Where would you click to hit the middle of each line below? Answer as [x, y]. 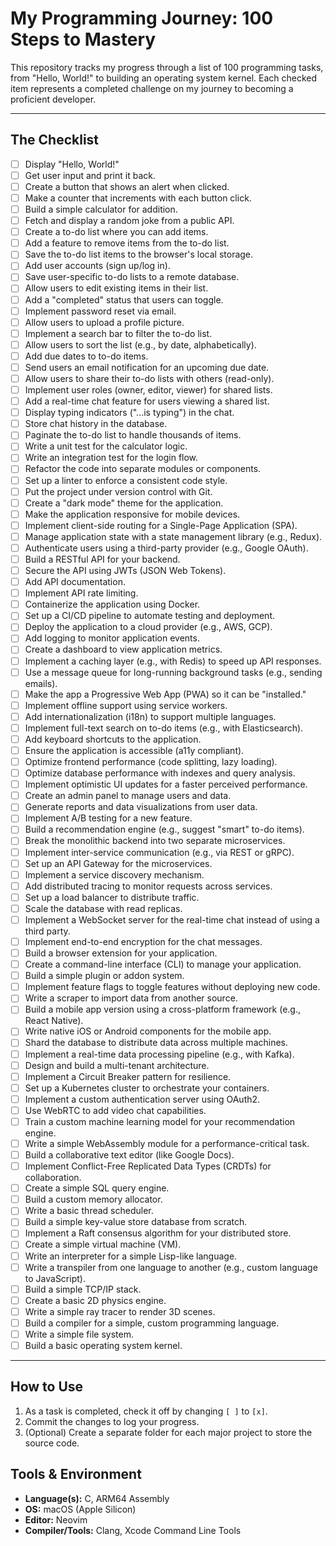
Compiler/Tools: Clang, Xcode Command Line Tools [133, 1530]
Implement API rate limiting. [81, 593]
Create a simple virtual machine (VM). [103, 1244]
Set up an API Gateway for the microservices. [118, 863]
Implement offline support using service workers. [126, 705]
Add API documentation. [75, 582]
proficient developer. [53, 99]
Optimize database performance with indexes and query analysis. [160, 773]
